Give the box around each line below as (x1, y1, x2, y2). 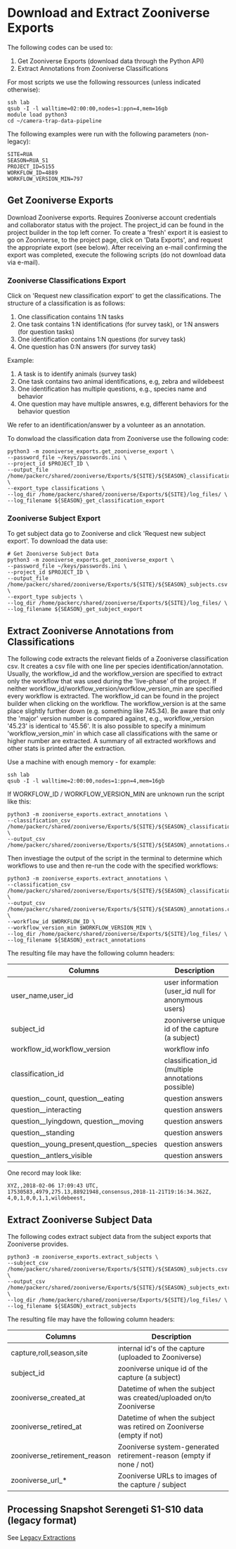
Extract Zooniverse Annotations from (7, 624, 174, 637)
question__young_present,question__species (11, 1139, 158, 1149)
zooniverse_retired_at (11, 1422, 82, 1432)
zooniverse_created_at (11, 1392, 86, 1402)
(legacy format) (7, 1515, 77, 1526)
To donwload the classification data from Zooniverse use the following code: (7, 435, 229, 443)
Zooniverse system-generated (117, 1441, 220, 1451)
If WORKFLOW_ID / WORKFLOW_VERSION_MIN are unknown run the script (7, 790, 225, 799)
